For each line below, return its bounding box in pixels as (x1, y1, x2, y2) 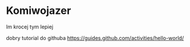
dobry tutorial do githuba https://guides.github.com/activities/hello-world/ (6, 34, 184, 41)
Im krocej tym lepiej (6, 23, 54, 30)
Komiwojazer (6, 4, 71, 17)
